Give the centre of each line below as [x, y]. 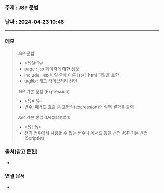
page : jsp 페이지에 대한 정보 [52, 69]
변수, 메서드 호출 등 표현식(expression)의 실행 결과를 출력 [79, 107]
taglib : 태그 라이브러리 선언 [51, 81]
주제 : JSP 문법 [22, 7]
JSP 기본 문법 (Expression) [43, 91]
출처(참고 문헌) [21, 152]
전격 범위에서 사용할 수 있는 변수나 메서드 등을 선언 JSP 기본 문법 [86, 133]
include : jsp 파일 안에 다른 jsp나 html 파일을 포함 [72, 75]
